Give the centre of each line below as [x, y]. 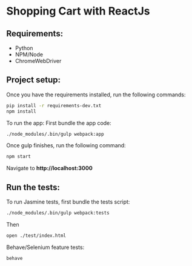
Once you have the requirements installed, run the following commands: [96, 95]
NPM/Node [29, 55]
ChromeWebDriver [38, 61]
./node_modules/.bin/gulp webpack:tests [58, 213]
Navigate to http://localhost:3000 [49, 168]
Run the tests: [33, 187]
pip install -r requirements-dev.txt [54, 105]
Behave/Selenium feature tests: [45, 247]
